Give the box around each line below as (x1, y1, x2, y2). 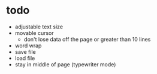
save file (14, 48, 36, 55)
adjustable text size (14, 23, 64, 30)
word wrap (14, 42, 42, 49)
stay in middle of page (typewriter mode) (14, 60, 116, 68)
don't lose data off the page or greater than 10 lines (23, 36, 151, 43)
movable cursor (14, 29, 54, 36)
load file (14, 54, 35, 62)
